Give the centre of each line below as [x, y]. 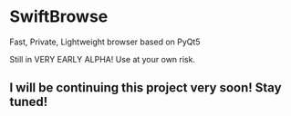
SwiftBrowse [59, 17]
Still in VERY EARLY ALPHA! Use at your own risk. [103, 59]
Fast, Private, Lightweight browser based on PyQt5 [105, 42]
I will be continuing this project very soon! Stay [145, 88]
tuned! [29, 102]
